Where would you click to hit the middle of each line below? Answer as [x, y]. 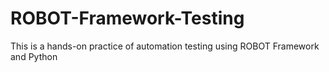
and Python [34, 56]
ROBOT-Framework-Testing [127, 18]
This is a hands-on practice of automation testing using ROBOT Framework [165, 46]
